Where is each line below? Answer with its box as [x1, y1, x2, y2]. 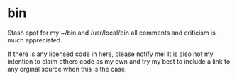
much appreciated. [7, 35, 62, 44]
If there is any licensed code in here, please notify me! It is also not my [7, 50, 214, 58]
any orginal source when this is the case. [7, 64, 127, 73]
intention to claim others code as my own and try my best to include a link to [7, 57, 231, 65]
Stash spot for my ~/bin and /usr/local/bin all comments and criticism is [7, 28, 216, 37]
